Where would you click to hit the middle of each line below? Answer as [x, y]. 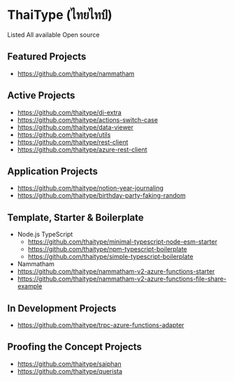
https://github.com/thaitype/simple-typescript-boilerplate [110, 257]
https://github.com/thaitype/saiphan [69, 364]
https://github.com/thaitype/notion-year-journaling [90, 188]
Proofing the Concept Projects [74, 347]
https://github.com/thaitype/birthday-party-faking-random [102, 196]
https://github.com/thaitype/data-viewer [75, 127]
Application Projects [52, 171]
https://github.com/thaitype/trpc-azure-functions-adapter [101, 325]
